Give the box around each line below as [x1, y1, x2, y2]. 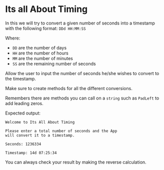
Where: [5, 35, 20, 41]
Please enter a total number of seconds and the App [5, 128, 117, 133]
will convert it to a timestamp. [5, 132, 75, 138]
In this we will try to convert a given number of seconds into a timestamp [5, 20, 155, 26]
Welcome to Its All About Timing [5, 119, 75, 124]
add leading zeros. [5, 100, 43, 106]
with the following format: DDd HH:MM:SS [5, 25, 86, 31]
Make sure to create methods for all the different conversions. [5, 85, 132, 91]
